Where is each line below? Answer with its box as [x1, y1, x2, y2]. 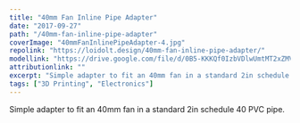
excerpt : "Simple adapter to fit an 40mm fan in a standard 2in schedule [9, 71, 290, 80]
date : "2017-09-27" [9, 21, 82, 30]
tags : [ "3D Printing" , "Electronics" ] [9, 79, 154, 88]
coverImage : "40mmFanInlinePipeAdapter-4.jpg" [9, 37, 186, 47]
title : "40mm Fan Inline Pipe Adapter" [9, 12, 158, 22]
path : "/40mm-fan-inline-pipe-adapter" [9, 29, 158, 38]
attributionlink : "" [9, 63, 87, 72]
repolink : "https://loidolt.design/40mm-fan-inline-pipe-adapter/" [9, 46, 266, 55]
